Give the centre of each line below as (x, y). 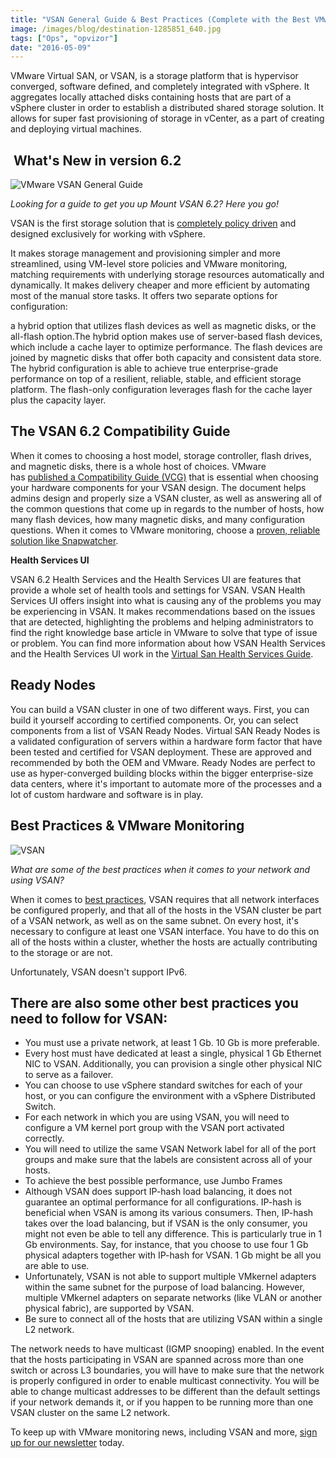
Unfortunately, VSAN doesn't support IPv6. (98, 972)
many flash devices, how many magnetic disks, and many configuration (158, 519)
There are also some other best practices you (154, 1002)
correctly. (44, 1138)
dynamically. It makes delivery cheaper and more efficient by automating (160, 285)
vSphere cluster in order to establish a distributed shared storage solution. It (167, 108)
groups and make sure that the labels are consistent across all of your (168, 1160)
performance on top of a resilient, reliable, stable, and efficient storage (156, 379)
